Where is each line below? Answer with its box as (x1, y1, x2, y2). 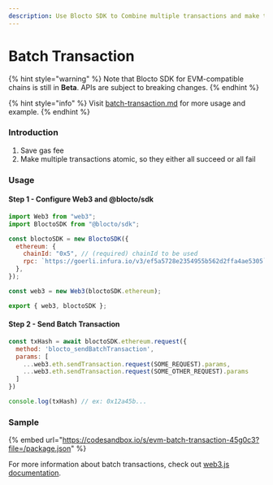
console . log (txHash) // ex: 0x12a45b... (8, 397, 148, 406)
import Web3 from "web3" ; (8, 212, 96, 220)
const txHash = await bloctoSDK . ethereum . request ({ (8, 337, 187, 345)
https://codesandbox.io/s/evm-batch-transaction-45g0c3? (62, 435, 260, 445)
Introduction (8, 127, 58, 138)
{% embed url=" (8, 435, 63, 445)
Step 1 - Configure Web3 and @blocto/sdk (8, 194, 154, 204)
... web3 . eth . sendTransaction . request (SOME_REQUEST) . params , (23, 360, 231, 368)
